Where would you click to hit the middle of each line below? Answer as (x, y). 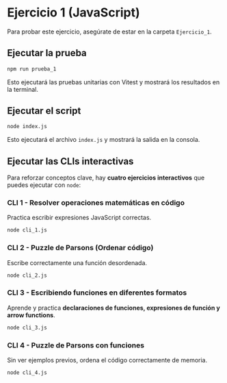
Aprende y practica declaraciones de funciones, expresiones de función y (113, 308)
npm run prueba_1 (32, 69)
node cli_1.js (27, 230)
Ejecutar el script (44, 111)
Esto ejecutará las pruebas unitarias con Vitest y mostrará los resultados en (113, 82)
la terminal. (23, 89)
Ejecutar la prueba (47, 53)
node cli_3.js (27, 328)
